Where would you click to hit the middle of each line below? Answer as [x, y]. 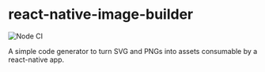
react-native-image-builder [101, 14]
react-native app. [36, 59]
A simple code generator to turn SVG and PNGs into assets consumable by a [133, 51]
